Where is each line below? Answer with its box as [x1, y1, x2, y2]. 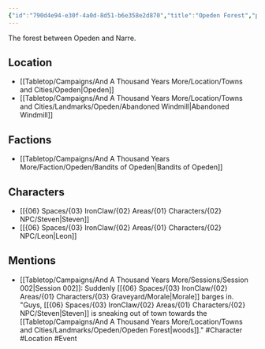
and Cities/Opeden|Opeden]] [19, 85, 114, 95]
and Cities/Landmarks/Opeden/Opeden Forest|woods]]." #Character [19, 325, 243, 335]
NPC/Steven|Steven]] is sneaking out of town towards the [19, 308, 207, 317]
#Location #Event [19, 333, 77, 343]
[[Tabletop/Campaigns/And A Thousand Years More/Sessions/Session [19, 275, 248, 284]
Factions [8, 133, 52, 147]
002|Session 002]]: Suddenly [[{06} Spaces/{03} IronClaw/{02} [19, 283, 228, 292]
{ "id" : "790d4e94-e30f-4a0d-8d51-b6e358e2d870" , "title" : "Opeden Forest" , [8, 11, 252, 20]
